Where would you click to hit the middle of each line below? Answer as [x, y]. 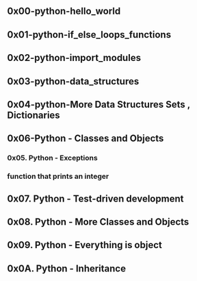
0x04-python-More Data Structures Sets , [98, 105]
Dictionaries [34, 115]
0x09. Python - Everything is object [84, 245]
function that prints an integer [58, 176]
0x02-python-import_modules [74, 58]
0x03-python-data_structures [73, 81]
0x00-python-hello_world [64, 11]
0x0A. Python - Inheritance [67, 268]
